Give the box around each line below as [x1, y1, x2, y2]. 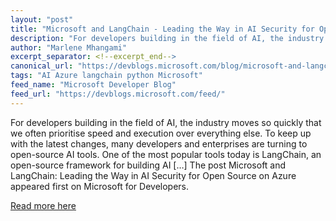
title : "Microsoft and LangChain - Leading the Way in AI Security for [10, 24, 315, 34]
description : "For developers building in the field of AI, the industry [10, 33, 325, 43]
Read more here [10, 199, 77, 211]
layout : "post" [10, 14, 74, 25]
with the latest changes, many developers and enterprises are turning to [10, 137, 308, 150]
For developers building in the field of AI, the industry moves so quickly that [10, 116, 322, 128]
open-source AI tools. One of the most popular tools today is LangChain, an [10, 148, 322, 160]
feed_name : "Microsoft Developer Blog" [10, 80, 177, 90]
